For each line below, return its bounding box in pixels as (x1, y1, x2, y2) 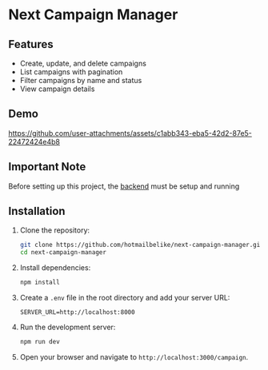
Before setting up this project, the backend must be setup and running (8, 181, 240, 191)
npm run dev (19, 338, 60, 346)
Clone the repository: (19, 225, 90, 235)
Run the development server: (19, 322, 116, 332)
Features (8, 38, 54, 51)
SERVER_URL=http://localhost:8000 (19, 308, 135, 316)
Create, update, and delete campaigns (19, 58, 146, 68)
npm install (19, 278, 60, 287)
